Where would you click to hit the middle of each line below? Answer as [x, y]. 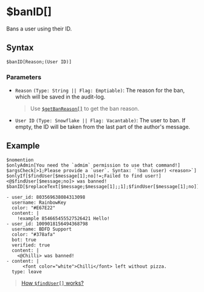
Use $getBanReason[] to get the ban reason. [85, 109]
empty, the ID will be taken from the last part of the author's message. [103, 127]
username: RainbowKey [39, 203]
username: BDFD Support [42, 229]
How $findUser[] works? [52, 283]
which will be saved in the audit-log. [60, 97]
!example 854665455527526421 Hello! [64, 218]
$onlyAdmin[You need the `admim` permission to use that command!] [93, 165]
